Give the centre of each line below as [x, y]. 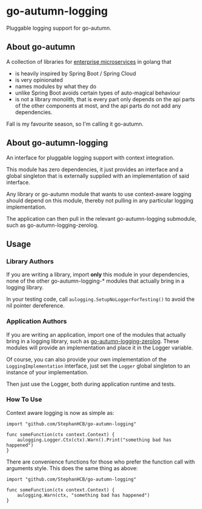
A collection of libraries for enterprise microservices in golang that [89, 61]
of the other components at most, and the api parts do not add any [98, 106]
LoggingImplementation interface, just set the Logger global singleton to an [98, 366]
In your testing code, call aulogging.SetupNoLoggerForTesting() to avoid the [100, 299]
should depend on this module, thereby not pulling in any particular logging [100, 200]
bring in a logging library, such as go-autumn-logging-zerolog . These [93, 341]
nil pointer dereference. [35, 306]
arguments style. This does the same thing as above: [72, 468]
